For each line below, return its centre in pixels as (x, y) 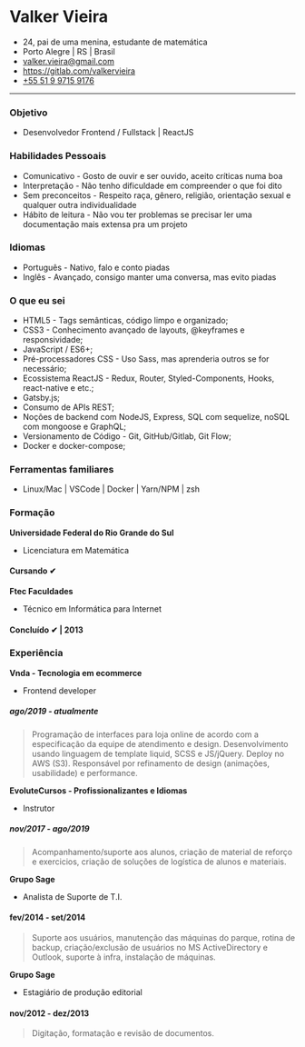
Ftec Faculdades (41, 591)
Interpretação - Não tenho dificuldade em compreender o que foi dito (152, 185)
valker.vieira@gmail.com (69, 61)
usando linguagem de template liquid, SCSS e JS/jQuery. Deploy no (158, 753)
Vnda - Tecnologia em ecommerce (76, 673)
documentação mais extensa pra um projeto (105, 224)
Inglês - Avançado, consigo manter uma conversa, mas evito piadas (149, 277)
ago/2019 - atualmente (54, 712)
